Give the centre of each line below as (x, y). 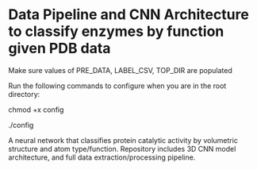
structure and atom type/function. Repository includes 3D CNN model (122, 149)
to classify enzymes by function (116, 31)
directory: (24, 94)
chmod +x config (36, 110)
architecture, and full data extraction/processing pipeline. (102, 157)
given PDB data (59, 48)
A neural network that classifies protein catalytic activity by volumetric (123, 140)
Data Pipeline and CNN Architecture (129, 15)
